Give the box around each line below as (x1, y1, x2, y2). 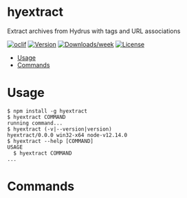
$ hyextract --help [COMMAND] (7, 137, 94, 144)
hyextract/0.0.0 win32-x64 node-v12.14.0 (7, 131, 128, 138)
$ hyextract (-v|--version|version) (7, 125, 112, 133)
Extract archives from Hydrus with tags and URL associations (7, 27, 181, 35)
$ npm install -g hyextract (7, 107, 88, 114)
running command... (7, 120, 63, 126)
